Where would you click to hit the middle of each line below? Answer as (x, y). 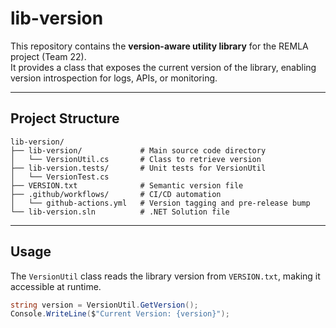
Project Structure (65, 118)
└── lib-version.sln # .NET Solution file (120, 212)
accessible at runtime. (56, 286)
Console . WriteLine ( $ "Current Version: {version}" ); (120, 314)
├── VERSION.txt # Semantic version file (127, 185)
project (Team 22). (48, 56)
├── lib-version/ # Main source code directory (138, 150)
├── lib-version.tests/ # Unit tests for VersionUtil (138, 168)
